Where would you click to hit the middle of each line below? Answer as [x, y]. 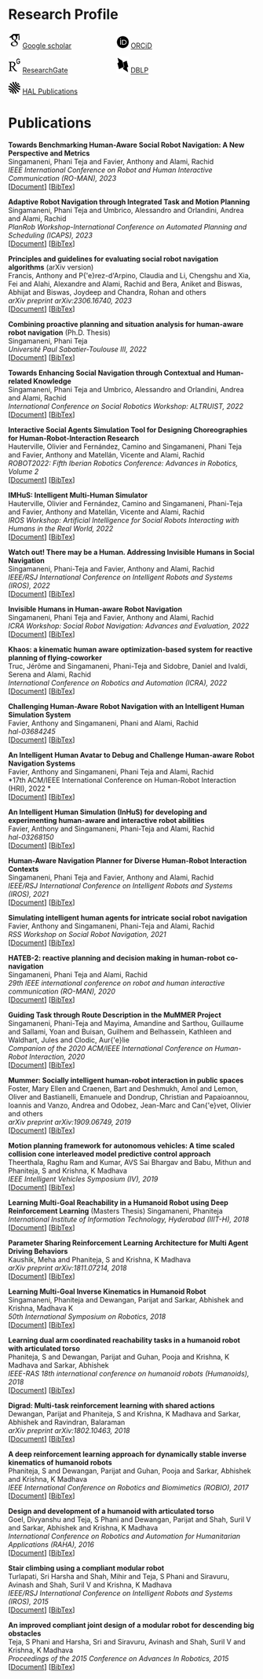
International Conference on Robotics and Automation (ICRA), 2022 [118, 682]
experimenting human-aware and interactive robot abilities [106, 820]
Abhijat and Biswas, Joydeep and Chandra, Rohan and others [107, 292]
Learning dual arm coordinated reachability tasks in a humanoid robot [124, 1340]
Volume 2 [24, 471]
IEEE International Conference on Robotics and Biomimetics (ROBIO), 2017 [128, 1487]
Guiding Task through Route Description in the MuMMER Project [115, 1015]
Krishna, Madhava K [40, 1308]
